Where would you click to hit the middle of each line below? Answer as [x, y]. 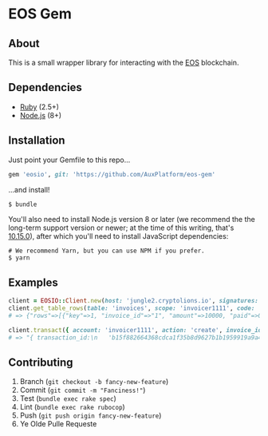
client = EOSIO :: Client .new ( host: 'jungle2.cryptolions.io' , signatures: [134, 301]
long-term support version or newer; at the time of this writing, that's [121, 228]
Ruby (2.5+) [39, 107]
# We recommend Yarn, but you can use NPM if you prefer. [106, 251]
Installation [37, 141]
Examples [33, 282]
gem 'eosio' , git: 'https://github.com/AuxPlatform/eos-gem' [112, 174]
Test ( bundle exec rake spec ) [68, 398]
